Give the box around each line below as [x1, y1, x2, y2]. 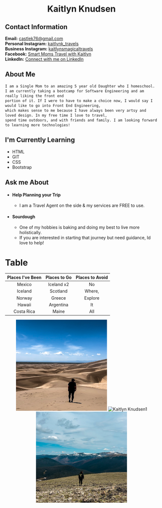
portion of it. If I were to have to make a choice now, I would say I [5, 98, 153, 103]
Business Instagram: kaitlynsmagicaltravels [5, 46, 93, 51]
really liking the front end [5, 93, 64, 98]
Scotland [49, 288, 68, 294]
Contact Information [5, 23, 68, 31]
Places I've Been [7, 274, 42, 280]
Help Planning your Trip [12, 192, 61, 198]
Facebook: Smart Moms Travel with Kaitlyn [5, 51, 91, 57]
